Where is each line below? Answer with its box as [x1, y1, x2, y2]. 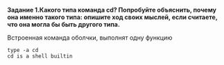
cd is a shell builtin [7, 53, 73, 60]
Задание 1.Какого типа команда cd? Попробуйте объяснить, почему [7, 6, 217, 14]
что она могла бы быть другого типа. [7, 21, 120, 28]
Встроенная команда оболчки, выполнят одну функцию [7, 34, 173, 42]
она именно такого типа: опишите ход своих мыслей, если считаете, [7, 13, 218, 21]
